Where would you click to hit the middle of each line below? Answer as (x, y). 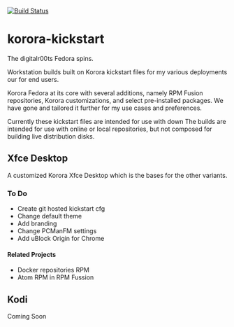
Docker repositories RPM (53, 270)
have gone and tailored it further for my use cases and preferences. (105, 108)
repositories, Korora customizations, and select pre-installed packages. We (115, 100)
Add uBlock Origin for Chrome (61, 239)
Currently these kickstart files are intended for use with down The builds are (117, 121)
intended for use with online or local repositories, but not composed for (110, 129)
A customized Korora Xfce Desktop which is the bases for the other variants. (117, 175)
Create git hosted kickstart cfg (61, 209)
